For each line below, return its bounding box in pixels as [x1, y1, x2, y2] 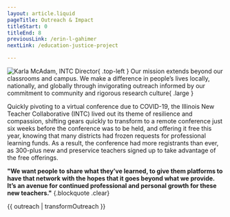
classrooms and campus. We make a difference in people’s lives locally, [7, 74, 210, 83]
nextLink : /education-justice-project [7, 42, 118, 49]
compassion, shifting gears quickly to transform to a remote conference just [7, 117, 222, 125]
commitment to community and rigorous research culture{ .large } [7, 89, 194, 97]
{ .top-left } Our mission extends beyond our [97, 67, 224, 75]
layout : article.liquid [7, 10, 76, 17]
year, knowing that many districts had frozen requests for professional [7, 132, 207, 140]
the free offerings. [7, 154, 59, 162]
